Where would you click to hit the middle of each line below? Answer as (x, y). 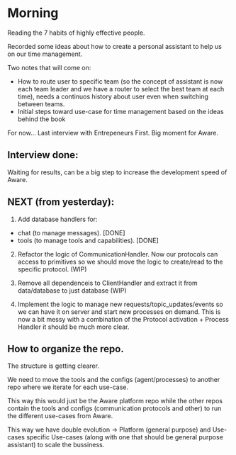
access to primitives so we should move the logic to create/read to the (120, 262)
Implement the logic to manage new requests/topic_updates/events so (120, 304)
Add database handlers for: (57, 219)
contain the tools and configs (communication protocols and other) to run (114, 408)
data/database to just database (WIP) (72, 290)
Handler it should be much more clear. (73, 327)
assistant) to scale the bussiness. (56, 445)
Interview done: (43, 155)
